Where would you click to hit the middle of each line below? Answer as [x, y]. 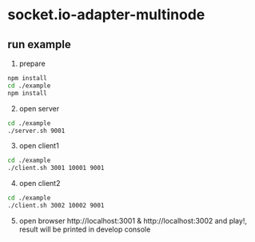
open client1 [39, 146]
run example [39, 44]
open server [39, 108]
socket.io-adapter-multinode [106, 15]
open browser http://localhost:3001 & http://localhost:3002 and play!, [133, 220]
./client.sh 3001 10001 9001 [56, 168]
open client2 [40, 184]
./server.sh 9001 [36, 131]
